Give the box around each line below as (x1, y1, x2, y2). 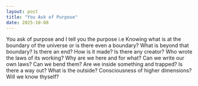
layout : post (6, 8, 38, 15)
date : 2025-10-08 (6, 19, 49, 25)
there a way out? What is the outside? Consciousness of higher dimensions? (6, 67, 192, 74)
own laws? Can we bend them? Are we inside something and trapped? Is (6, 61, 183, 68)
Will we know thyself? (6, 73, 59, 80)
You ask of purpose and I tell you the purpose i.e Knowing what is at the (6, 36, 181, 43)
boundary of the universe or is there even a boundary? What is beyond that (6, 42, 189, 49)
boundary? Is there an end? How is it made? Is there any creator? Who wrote (6, 48, 193, 55)
